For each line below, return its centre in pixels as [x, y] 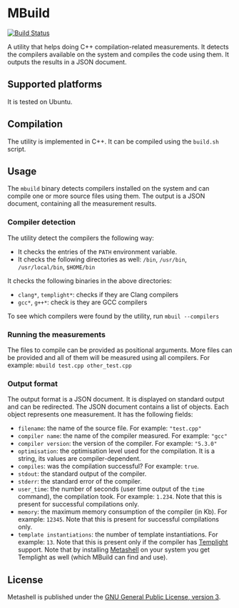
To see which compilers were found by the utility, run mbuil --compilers [113, 316]
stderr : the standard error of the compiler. [80, 482]
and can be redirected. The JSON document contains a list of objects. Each [118, 407]
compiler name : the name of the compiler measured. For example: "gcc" [122, 436]
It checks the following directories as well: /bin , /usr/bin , [102, 259]
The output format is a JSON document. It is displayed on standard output [116, 399]
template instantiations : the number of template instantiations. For [118, 534]
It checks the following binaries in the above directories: [90, 281]
